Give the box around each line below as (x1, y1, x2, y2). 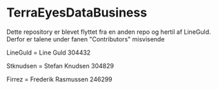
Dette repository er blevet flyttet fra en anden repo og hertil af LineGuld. (6, 28, 211, 36)
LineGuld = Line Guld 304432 (6, 48, 91, 57)
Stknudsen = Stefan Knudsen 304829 (6, 61, 115, 70)
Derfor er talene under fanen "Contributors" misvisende (6, 34, 165, 43)
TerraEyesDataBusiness (6, 5, 148, 21)
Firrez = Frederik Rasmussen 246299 (6, 75, 113, 83)
